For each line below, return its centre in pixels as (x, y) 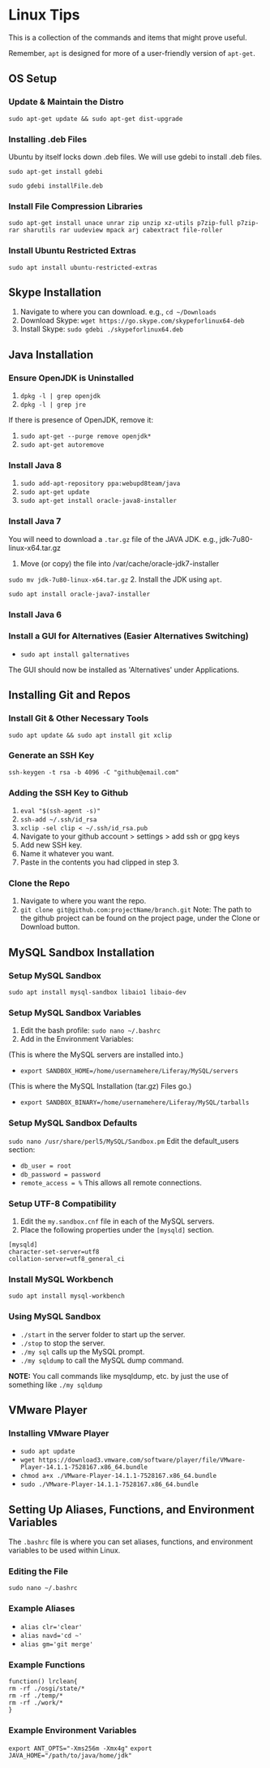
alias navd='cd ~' (51, 1636)
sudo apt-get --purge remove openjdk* (86, 436)
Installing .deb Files (48, 139)
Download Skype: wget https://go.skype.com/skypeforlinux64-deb (132, 321)
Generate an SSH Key (51, 756)
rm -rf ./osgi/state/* (47, 1688)
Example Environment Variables (73, 1730)
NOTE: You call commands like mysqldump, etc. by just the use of (118, 1376)
